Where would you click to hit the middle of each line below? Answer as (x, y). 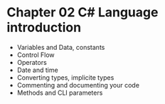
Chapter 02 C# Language (82, 12)
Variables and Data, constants (61, 47)
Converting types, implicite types (65, 77)
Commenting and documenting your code (78, 85)
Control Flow (36, 55)
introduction (44, 27)
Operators (32, 62)
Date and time (37, 70)
